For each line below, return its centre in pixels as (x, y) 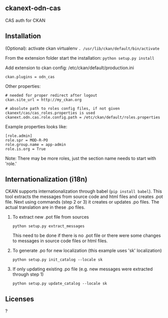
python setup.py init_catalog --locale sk (57, 260)
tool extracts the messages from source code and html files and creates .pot (84, 197)
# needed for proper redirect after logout (51, 95)
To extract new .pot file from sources (51, 217)
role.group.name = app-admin (36, 144)
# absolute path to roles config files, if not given (63, 108)
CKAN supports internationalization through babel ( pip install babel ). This (83, 191)
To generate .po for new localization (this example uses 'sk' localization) (87, 251)
